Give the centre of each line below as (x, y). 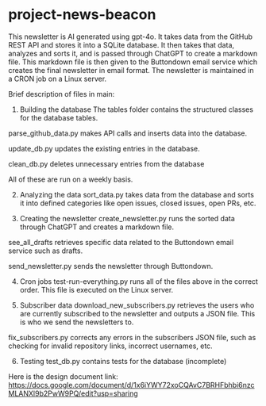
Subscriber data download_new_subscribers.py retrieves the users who (137, 305)
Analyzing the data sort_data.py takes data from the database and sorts (137, 194)
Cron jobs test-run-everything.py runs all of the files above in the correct (139, 281)
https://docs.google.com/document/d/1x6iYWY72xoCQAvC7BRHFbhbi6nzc (132, 385)
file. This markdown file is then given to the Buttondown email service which (133, 62)
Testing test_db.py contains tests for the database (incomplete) (123, 361)
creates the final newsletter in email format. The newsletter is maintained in (131, 70)
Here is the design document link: (63, 376)
